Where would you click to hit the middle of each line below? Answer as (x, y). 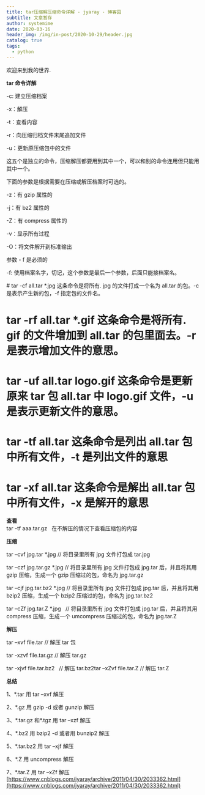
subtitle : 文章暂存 (29, 18)
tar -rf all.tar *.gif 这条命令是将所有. (96, 320)
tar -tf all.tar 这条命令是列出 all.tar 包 (99, 442)
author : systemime (30, 23)
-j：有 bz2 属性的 (28, 207)
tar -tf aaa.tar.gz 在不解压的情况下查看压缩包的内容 (72, 528)
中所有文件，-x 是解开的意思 (77, 503)
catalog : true (24, 40)
